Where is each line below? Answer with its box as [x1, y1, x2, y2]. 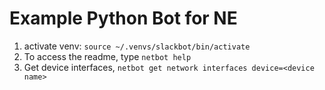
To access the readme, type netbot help [23, 50, 192, 62]
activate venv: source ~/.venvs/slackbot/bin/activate [23, 40, 251, 52]
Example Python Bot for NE [9, 7, 238, 30]
